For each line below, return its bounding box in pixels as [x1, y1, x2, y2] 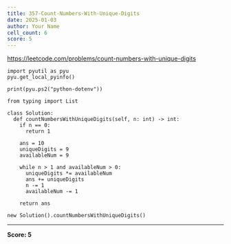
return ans [19, 200, 51, 207]
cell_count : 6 [7, 29, 48, 36]
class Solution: [7, 110, 54, 117]
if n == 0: [19, 122, 51, 129]
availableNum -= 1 [25, 188, 78, 195]
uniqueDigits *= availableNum [25, 170, 112, 177]
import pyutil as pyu [7, 68, 69, 75]
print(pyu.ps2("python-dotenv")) [7, 86, 103, 93]
